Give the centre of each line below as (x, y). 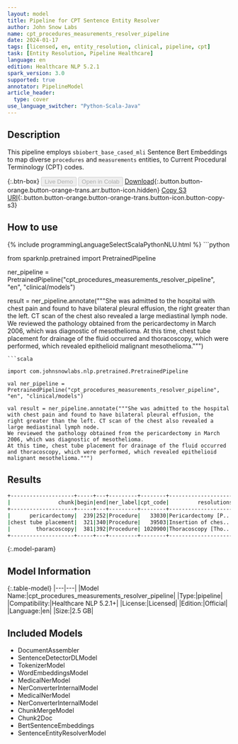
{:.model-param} (32, 549)
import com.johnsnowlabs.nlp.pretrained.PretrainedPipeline (98, 371)
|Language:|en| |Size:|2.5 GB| (51, 611)
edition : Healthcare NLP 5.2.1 (53, 67)
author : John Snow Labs (42, 27)
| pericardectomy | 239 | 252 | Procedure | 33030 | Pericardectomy (110, 515)
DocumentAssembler (49, 650)
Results (24, 479)
